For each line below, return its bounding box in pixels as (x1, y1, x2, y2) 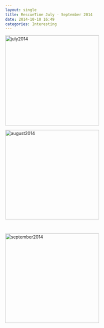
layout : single (5, 7, 37, 13)
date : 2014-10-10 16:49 (5, 17, 55, 22)
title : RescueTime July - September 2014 (5, 12, 93, 17)
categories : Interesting (5, 21, 57, 27)
